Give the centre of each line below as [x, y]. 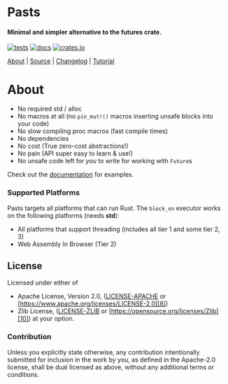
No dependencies [43, 139]
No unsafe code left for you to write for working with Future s [105, 161]
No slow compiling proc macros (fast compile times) [92, 131]
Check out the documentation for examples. [71, 174]
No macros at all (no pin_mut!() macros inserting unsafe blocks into [115, 116]
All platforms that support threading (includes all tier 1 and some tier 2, [119, 229]
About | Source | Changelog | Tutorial [61, 61]
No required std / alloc [50, 109]
